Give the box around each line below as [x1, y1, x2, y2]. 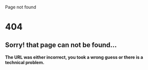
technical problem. [5, 60, 45, 66]
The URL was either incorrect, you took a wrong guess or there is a [5, 54, 144, 60]
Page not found [5, 4, 36, 10]
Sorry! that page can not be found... [5, 41, 117, 49]
